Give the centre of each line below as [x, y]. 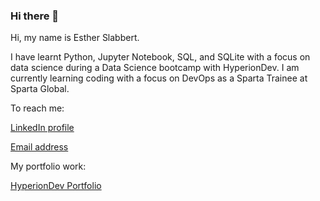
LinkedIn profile [42, 128]
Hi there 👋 [35, 16]
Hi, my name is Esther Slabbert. [75, 38]
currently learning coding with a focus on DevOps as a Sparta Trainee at [159, 78]
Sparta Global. [40, 89]
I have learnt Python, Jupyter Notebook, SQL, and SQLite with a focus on [160, 57]
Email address [39, 147]
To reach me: [37, 108]
